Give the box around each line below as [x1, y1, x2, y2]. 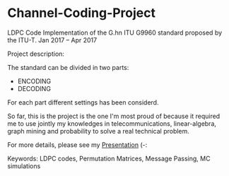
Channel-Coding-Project [7, 5, 156, 21]
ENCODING [17, 76, 52, 86]
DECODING [17, 84, 52, 93]
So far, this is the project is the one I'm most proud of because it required [7, 112, 221, 120]
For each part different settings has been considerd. [7, 98, 159, 107]
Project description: [7, 49, 65, 58]
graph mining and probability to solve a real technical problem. [7, 127, 189, 135]
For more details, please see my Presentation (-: [7, 140, 148, 149]
